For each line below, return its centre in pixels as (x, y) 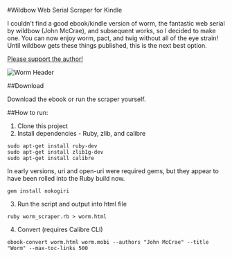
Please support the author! (45, 59)
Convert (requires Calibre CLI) (60, 229)
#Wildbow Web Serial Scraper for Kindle (65, 10)
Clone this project (42, 126)
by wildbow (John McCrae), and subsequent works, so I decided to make (111, 31)
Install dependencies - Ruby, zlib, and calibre (81, 133)
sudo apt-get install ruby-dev (52, 146)
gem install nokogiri (38, 191)
